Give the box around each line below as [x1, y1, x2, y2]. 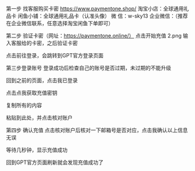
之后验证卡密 [46, 40, 78, 46]
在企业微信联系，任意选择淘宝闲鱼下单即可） [6, 20, 114, 26]
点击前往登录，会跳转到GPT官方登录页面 [6, 52, 104, 59]
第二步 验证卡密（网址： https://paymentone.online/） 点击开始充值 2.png [6, 32, 182, 39]
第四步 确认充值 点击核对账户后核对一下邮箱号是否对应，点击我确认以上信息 [6, 126, 188, 134]
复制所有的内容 [6, 102, 42, 108]
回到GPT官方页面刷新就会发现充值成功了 [6, 159, 104, 166]
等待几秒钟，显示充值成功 [6, 146, 68, 153]
